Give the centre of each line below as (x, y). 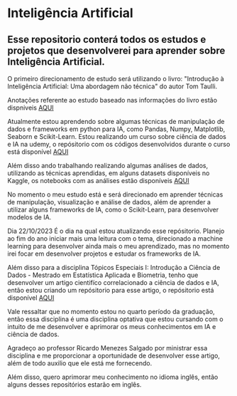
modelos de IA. (29, 217)
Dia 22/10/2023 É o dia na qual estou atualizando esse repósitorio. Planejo (116, 231)
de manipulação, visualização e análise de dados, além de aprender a (109, 202)
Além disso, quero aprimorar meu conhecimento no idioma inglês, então (113, 377)
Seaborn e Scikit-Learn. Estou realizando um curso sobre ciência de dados (117, 136)
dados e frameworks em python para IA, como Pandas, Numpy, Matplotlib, (116, 129)
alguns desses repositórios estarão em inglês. (75, 385)
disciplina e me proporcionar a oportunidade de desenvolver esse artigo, (114, 355)
